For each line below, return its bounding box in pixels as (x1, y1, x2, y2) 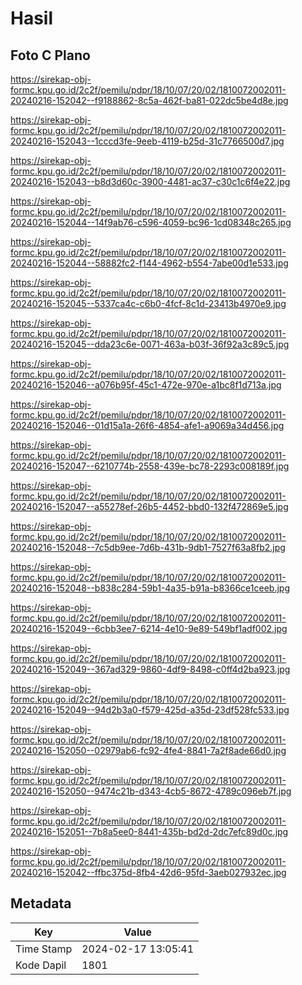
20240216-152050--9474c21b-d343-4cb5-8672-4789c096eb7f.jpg (10, 785, 292, 797)
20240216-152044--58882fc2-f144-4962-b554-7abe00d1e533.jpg (10, 257, 289, 269)
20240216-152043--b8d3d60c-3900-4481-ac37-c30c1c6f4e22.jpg (10, 176, 291, 187)
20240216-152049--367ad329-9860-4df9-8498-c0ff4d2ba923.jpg (10, 663, 291, 675)
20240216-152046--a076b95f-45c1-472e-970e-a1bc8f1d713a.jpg (10, 379, 282, 391)
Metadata (10, 895, 72, 912)
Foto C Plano (10, 47, 91, 64)
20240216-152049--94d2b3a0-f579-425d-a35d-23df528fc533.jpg (10, 704, 290, 716)
